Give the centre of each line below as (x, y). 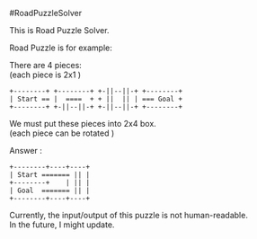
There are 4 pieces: (46, 65)
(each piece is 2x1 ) (45, 75)
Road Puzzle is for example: (61, 48)
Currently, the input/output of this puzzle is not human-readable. (129, 215)
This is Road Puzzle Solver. (59, 30)
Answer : (26, 150)
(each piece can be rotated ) (62, 133)
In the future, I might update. (62, 225)
